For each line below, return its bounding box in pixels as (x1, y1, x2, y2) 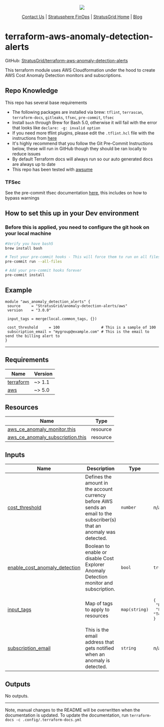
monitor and (85, 579, 113, 586)
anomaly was (85, 529, 116, 536)
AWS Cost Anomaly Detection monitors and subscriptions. (5, 72, 122, 78)
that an (85, 522, 102, 529)
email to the (85, 510, 112, 517)
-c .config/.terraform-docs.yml (16, 718, 82, 723)
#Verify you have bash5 (5, 241, 54, 246)
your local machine (5, 230, 51, 237)
